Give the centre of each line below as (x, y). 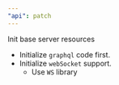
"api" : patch (30, 16)
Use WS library (54, 72)
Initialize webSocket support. (66, 63)
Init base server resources (51, 39)
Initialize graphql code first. (65, 54)
